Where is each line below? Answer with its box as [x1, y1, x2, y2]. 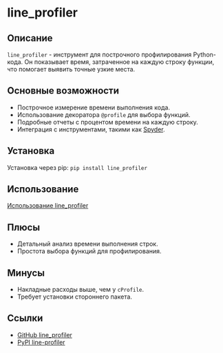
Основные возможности [7, 85, 119, 97]
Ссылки [7, 312, 43, 324]
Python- [193, 50, 217, 58]
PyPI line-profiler [17, 338, 65, 346]
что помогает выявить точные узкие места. [7, 65, 136, 73]
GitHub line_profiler [17, 330, 72, 339]
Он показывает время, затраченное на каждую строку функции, [24, 58, 215, 66]
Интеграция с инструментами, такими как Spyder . [17, 125, 165, 133]
